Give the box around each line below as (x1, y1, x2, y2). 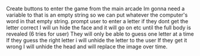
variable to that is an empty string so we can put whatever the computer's (6, 11, 188, 18)
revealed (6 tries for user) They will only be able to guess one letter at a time (6, 30, 194, 38)
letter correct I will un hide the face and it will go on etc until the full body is (6, 24, 191, 31)
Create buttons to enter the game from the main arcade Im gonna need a (6, 5, 185, 12)
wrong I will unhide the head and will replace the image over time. (6, 43, 168, 50)
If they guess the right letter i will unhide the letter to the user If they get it (6, 37, 187, 43)
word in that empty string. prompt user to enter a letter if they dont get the (6, 18, 189, 24)
